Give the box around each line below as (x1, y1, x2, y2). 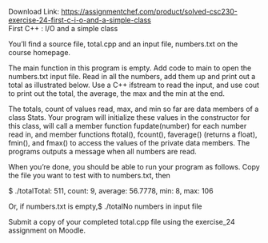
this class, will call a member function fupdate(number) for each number (8, 121, 247, 130)
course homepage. (8, 48, 70, 57)
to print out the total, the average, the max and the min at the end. (8, 89, 226, 98)
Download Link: (8, 7, 60, 16)
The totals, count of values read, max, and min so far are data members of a (8, 104, 259, 114)
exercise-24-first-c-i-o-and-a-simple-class (8, 15, 152, 25)
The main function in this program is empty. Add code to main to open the (8, 63, 252, 73)
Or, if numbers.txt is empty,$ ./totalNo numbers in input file (8, 201, 202, 211)
